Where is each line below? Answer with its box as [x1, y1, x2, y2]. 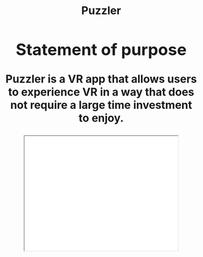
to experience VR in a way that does [8, 85, 194, 99]
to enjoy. [79, 111, 124, 125]
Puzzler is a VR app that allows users [5, 72, 197, 86]
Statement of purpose [15, 39, 187, 59]
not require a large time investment [10, 98, 193, 112]
